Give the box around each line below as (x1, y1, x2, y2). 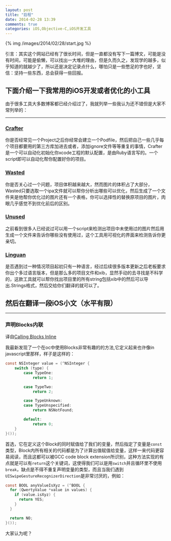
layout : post (5, 7, 33, 13)
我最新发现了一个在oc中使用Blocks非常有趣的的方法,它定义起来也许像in (5, 344, 155, 351)
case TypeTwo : (23, 384, 53, 389)
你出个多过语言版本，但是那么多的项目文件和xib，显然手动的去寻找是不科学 (5, 270, 163, 276)
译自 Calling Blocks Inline (5, 334, 57, 340)
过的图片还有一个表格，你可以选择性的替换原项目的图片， (40, 194, 161, 200)
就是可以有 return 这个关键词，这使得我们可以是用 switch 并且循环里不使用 (9, 460, 162, 466)
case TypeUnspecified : (23, 403, 72, 408)
